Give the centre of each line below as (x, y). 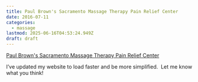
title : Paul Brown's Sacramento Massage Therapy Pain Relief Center (92, 11)
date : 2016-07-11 (27, 17)
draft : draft (22, 39)
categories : (21, 22)
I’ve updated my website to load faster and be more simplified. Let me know (99, 67)
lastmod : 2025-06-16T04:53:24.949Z (50, 33)
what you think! (25, 73)
